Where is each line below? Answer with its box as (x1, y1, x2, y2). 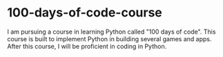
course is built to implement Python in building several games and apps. (7, 34, 212, 43)
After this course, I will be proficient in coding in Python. (7, 42, 167, 50)
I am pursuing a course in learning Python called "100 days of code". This (7, 27, 216, 36)
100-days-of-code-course (7, 5, 162, 21)
